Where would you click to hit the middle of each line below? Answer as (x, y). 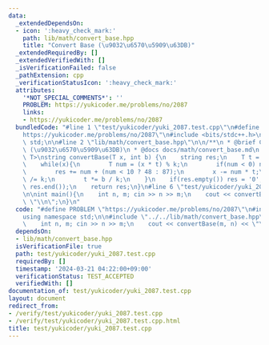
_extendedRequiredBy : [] (57, 53)
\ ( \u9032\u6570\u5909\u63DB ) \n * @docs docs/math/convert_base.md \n (141, 150)
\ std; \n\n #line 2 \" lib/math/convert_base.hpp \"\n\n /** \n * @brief (139, 142)
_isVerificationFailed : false (66, 68)
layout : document (37, 299)
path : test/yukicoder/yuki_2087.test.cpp (86, 254)
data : (17, 16)
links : (34, 113)
